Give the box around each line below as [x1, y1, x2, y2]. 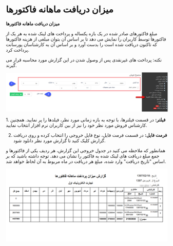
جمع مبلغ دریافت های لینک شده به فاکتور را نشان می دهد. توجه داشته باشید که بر [6, 153, 160, 159]
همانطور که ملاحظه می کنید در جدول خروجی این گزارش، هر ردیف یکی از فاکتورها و [6, 148, 166, 154]
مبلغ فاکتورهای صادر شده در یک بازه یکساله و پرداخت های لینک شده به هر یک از [6, 30, 158, 36]
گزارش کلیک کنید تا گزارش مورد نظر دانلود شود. [13, 137, 106, 144]
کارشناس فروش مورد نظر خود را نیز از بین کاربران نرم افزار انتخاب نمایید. [6, 122, 148, 129]
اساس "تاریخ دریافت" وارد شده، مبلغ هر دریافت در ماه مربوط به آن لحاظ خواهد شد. [6, 158, 166, 165]
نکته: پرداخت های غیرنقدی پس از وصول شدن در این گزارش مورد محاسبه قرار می [6, 56, 162, 63]
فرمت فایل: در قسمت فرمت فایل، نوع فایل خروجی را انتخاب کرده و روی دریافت [13, 132, 167, 138]
